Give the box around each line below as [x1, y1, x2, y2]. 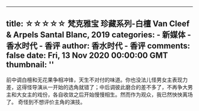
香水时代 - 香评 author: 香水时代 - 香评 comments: [6, 41, 191, 51]
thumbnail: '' [6, 60, 54, 70]
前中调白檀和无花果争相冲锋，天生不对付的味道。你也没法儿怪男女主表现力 [6, 76, 188, 83]
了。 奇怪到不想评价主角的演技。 [6, 98, 86, 105]
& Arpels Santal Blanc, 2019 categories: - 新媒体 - [6, 30, 191, 40]
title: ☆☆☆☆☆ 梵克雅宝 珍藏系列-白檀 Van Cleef [6, 19, 190, 29]
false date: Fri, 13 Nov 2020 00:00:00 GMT [6, 51, 168, 61]
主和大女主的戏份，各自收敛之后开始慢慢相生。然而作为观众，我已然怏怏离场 [6, 91, 193, 98]
